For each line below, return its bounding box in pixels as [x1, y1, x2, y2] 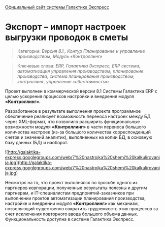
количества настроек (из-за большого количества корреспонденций [5, 129, 151, 135]
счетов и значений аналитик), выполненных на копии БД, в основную [5, 134, 153, 140]
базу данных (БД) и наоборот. [5, 139, 68, 145]
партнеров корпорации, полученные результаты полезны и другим [5, 185, 147, 191]
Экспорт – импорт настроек [5, 22, 126, 32]
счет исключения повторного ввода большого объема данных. [5, 211, 138, 217]
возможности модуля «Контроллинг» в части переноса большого [5, 124, 146, 130]
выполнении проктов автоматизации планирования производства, [5, 195, 146, 201]
